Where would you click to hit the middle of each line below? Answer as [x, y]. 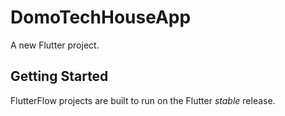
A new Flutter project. [55, 45]
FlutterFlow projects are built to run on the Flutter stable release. [143, 100]
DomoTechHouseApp [101, 17]
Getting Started [59, 76]
